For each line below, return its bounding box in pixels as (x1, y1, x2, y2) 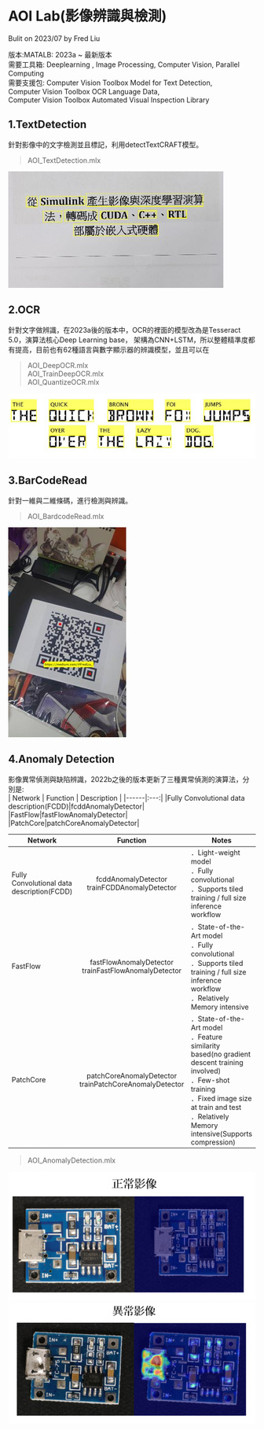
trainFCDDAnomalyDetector (86, 883, 177, 892)
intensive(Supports (191, 1129, 253, 1138)
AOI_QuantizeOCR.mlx (27, 377, 100, 386)
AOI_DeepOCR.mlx (27, 360, 89, 370)
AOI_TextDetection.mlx (27, 155, 101, 165)
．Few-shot (191, 1075, 230, 1085)
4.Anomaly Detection (8, 753, 115, 766)
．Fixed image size (191, 1093, 252, 1103)
